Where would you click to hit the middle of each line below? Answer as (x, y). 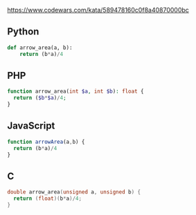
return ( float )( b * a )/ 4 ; (47, 199)
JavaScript (31, 126)
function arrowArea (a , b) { (46, 142)
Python (23, 31)
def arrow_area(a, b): (40, 48)
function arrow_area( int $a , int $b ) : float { (75, 92)
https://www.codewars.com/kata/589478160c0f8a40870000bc (98, 10)
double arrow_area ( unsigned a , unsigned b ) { (74, 192)
